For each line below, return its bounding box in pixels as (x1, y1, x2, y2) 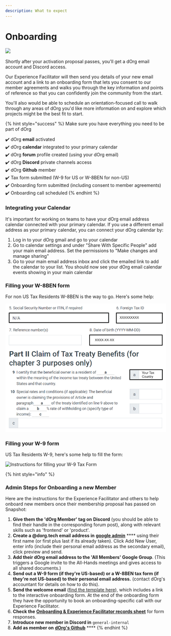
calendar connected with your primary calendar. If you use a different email (5, 221, 164, 227)
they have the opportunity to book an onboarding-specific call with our (12, 598, 162, 604)
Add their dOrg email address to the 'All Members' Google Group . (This (12, 554, 166, 560)
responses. (12, 614, 37, 620)
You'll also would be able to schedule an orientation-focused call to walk (5, 100, 158, 106)
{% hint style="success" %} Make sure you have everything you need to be (5, 120, 165, 127)
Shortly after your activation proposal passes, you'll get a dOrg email (5, 58, 150, 64)
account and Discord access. (5, 64, 67, 70)
